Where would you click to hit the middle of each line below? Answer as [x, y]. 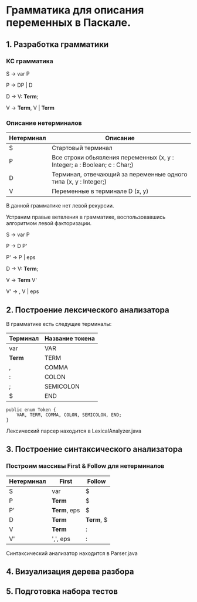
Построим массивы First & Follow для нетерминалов [85, 466]
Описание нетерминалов [44, 123]
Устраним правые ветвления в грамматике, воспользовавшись [86, 217]
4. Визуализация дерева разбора [70, 572]
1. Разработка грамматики [57, 44]
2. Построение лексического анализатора [88, 310]
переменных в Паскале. [68, 23]
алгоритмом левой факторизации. [49, 223]
